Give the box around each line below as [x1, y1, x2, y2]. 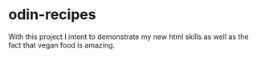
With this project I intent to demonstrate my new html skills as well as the [8, 32, 249, 41]
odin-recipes [8, 6, 96, 24]
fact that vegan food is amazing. [8, 40, 115, 49]
